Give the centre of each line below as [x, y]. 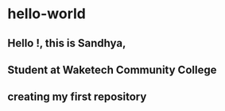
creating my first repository [77, 97]
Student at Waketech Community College [112, 69]
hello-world [47, 14]
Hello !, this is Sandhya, [67, 43]
